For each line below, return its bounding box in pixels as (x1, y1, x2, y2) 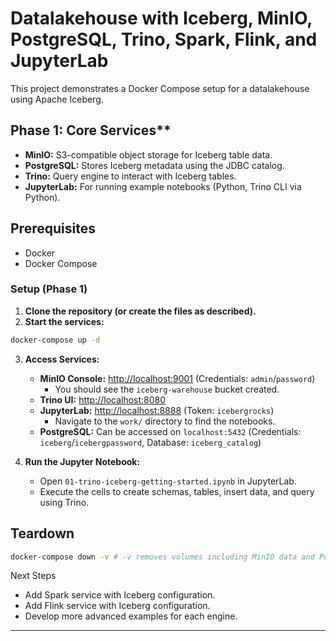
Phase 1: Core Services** (10, 122, 172, 139)
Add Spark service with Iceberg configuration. (24, 589, 216, 601)
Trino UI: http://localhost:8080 (39, 393, 167, 406)
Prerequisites (10, 220, 96, 237)
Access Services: (24, 353, 100, 365)
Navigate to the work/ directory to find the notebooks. (54, 415, 276, 427)
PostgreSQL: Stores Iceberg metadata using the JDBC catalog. (24, 159, 285, 171)
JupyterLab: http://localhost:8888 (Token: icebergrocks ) (39, 404, 275, 416)
